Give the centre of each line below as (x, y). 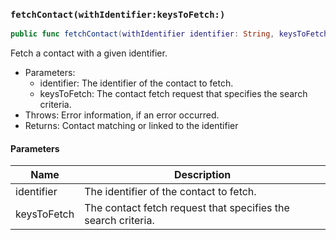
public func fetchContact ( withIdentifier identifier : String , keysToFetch (169, 34)
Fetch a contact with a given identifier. (89, 53)
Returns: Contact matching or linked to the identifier (131, 126)
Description (202, 175)
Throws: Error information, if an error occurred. (122, 115)
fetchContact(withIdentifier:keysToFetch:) (118, 14)
